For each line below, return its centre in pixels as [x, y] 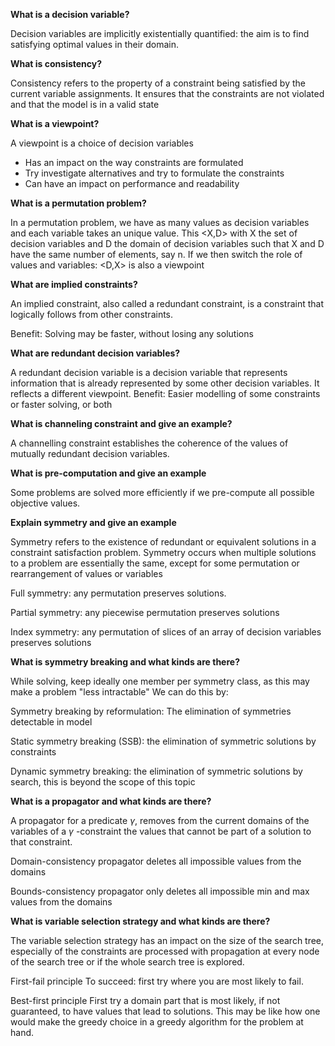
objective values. [45, 503]
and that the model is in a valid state [85, 104]
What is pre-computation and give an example [108, 473]
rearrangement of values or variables [86, 573]
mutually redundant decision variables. [90, 453]
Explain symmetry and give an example [93, 522]
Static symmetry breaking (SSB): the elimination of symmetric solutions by [163, 741]
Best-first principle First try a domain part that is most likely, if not [145, 1000]
